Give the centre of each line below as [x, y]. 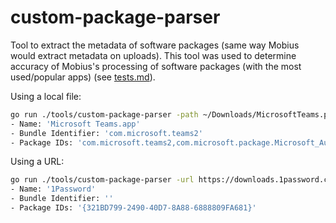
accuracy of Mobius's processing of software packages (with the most [156, 66]
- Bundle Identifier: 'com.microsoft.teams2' [106, 133]
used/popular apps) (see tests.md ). [83, 77]
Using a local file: [46, 96]
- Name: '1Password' [53, 189]
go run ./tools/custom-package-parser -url [102, 180]
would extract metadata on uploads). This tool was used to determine [153, 55]
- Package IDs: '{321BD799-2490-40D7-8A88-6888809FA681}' [133, 208]
